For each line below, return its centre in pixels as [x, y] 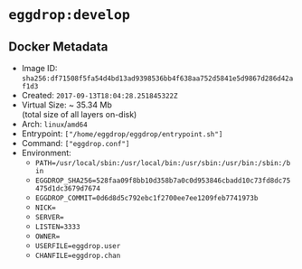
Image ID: [39, 68]
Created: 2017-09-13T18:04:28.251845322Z [99, 95]
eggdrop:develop [69, 15]
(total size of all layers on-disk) [79, 114]
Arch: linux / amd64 [54, 124]
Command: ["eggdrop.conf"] [75, 143]
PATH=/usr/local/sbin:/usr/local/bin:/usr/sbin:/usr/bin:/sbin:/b [163, 163]
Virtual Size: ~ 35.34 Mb [66, 105]
